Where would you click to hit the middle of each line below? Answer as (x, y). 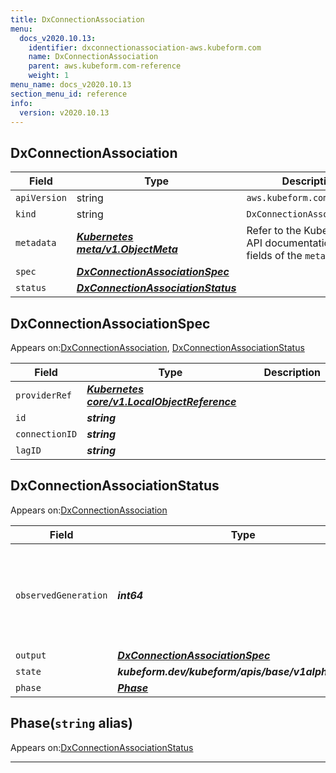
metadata (36, 243)
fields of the (274, 256)
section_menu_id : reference (69, 94)
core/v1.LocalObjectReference (161, 401)
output (31, 655)
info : (21, 103)
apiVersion (41, 198)
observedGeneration (61, 595)
